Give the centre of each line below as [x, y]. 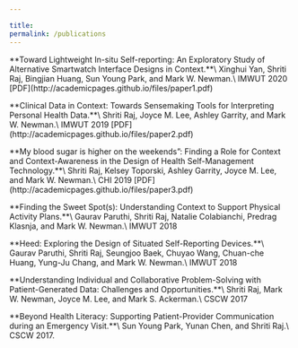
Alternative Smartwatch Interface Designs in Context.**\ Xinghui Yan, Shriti [148, 69]
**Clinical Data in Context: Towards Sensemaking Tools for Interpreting [142, 105]
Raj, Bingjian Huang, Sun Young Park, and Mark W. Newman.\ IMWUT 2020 [149, 78]
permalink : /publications [57, 34]
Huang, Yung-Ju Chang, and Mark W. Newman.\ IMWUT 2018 [123, 262]
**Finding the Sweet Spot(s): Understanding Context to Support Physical [145, 206]
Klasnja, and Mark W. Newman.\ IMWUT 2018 [93, 226]
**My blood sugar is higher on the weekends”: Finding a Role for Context [145, 151]
